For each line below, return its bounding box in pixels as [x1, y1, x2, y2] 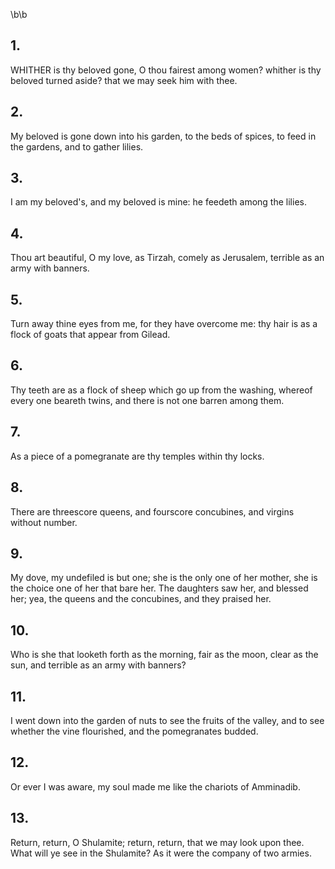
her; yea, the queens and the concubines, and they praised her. [10, 593, 272, 605]
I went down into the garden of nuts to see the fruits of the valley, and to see [10, 714, 325, 726]
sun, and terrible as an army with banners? [10, 659, 187, 671]
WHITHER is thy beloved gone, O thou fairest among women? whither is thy [10, 64, 322, 76]
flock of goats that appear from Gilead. [10, 329, 171, 341]
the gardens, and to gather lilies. [10, 140, 144, 153]
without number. [10, 516, 78, 528]
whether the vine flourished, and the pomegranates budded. [10, 725, 259, 737]
